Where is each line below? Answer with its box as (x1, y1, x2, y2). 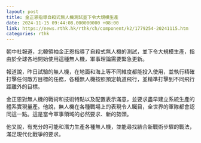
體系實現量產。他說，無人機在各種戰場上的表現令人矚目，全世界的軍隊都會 (6, 103, 190, 110)
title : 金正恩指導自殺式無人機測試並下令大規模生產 (6, 14, 118, 20)
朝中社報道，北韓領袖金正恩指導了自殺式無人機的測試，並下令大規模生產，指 (6, 48, 195, 55)
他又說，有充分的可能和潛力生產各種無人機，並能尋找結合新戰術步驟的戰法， (6, 123, 195, 130)
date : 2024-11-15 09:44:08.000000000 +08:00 (6, 20, 119, 26)
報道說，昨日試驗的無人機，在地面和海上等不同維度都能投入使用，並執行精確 (6, 68, 195, 75)
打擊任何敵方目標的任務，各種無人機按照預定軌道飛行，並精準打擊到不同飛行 (6, 76, 195, 83)
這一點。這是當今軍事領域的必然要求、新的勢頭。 (11, 111, 132, 118)
